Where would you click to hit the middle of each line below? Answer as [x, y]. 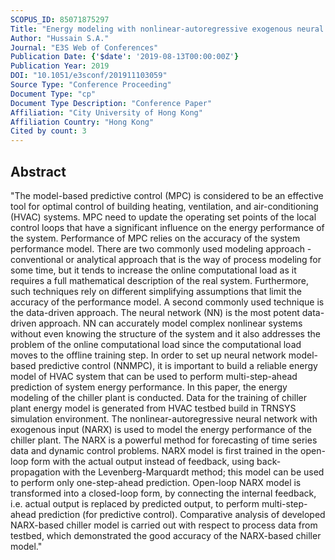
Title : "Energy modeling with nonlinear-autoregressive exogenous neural [167, 29]
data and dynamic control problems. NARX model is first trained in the [154, 450]
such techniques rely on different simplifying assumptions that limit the [156, 291]
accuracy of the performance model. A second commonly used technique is [167, 302]
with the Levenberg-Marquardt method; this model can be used [193, 472]
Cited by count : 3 [48, 131]
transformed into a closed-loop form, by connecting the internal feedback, [163, 493]
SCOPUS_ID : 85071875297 [60, 19]
